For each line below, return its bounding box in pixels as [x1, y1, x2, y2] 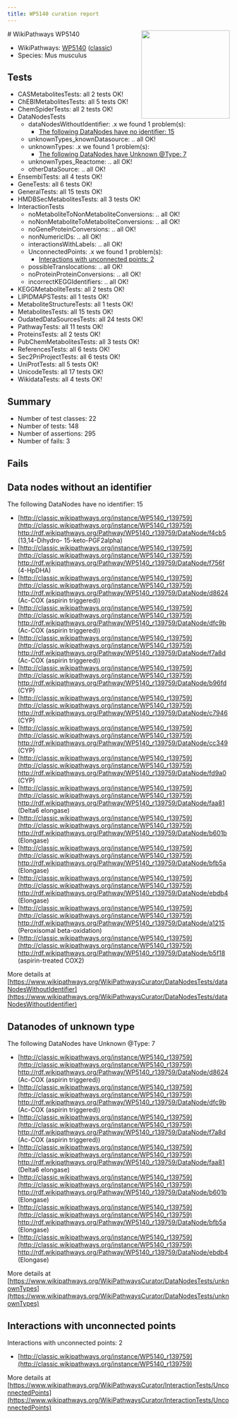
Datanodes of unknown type [7, 1020, 135, 1032]
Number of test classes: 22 [17, 415, 97, 423]
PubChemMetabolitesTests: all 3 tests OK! [17, 338, 140, 346]
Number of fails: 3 [17, 437, 71, 446]
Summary [7, 395, 51, 407]
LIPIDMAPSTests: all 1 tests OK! [17, 292, 109, 301]
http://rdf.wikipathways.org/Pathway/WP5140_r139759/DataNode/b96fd [17, 679, 227, 687]
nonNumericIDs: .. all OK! [28, 232, 102, 241]
